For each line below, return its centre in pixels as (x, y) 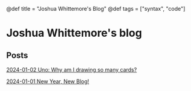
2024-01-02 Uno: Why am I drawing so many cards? (72, 70)
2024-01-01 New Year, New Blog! (48, 81)
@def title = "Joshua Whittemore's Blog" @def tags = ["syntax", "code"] (96, 9)
